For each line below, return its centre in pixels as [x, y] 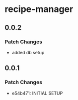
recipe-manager [39, 9]
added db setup [28, 52]
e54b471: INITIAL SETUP [37, 93]
